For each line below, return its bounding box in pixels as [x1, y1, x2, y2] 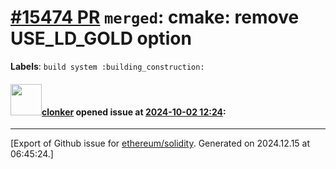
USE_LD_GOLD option [10, 27, 192, 50]
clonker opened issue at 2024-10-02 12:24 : [41, 106, 227, 118]
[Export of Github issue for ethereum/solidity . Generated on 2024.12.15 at [10, 137, 311, 150]
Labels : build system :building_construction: [10, 60, 205, 72]
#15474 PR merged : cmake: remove [10, 6, 300, 29]
